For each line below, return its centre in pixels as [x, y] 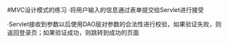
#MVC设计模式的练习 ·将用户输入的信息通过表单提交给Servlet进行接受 [105, 10]
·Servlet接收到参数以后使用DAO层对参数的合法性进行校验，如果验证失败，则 [114, 24]
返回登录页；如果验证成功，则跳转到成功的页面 [73, 33]
